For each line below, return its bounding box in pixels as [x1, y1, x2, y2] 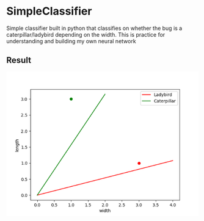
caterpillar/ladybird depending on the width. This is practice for [6, 31, 166, 38]
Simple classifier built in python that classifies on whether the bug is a [6, 24, 183, 32]
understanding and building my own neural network [6, 37, 136, 45]
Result [6, 55, 32, 65]
